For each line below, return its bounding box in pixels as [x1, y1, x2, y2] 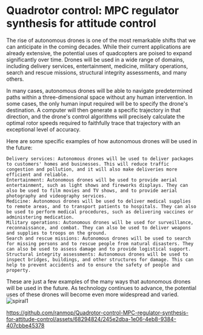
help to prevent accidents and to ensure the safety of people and [6, 262, 181, 268]
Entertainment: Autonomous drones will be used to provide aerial [6, 177, 178, 183]
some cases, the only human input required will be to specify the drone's [6, 100, 188, 107]
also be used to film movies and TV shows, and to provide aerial [6, 188, 178, 194]
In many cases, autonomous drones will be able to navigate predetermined [6, 87, 193, 94]
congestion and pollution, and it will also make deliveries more [6, 166, 178, 172]
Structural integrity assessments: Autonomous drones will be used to [6, 251, 188, 257]
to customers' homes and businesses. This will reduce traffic [6, 161, 170, 167]
